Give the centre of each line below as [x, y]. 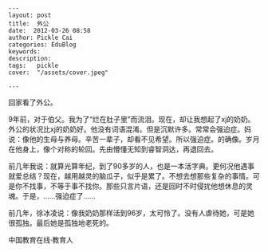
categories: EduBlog [43, 45]
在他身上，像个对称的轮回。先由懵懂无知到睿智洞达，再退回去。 [113, 149]
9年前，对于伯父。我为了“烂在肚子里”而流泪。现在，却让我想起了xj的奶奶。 [132, 119]
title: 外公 [29, 24]
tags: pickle [33, 65]
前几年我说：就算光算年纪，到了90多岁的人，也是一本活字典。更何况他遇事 [132, 166]
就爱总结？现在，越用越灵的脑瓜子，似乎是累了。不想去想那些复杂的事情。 [130, 176]
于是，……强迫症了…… [59, 196]
